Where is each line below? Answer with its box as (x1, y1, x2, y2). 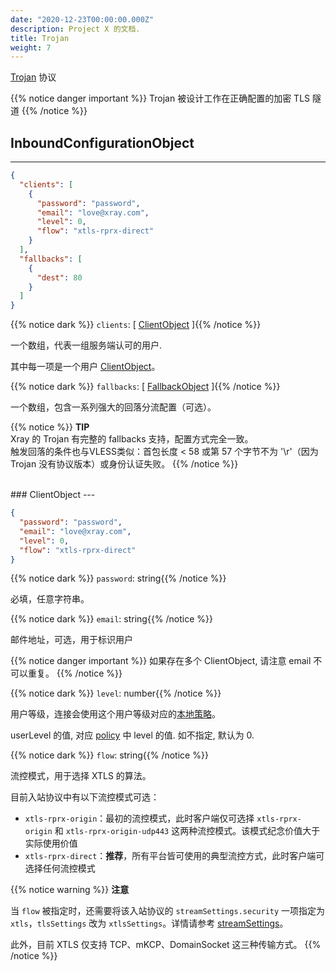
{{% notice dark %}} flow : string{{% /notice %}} (10, 749, 209, 761)
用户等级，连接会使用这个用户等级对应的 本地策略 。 (10, 708, 221, 720)
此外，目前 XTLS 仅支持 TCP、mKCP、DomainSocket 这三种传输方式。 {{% (10, 939, 322, 951)
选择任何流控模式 (24, 862, 96, 875)
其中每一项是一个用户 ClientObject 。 (10, 361, 161, 373)
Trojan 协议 (10, 71, 57, 83)
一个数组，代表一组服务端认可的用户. (10, 339, 163, 351)
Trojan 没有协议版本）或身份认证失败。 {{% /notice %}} (10, 458, 239, 470)
